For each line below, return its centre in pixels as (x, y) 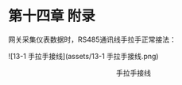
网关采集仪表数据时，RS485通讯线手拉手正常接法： (93, 39)
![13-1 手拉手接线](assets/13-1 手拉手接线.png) (83, 56)
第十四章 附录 (52, 16)
